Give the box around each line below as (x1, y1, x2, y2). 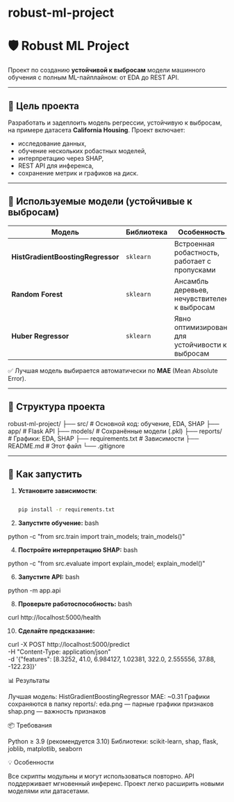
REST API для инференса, (17, 162, 94, 170)
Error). (8, 374, 26, 382)
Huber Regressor (11, 331, 69, 340)
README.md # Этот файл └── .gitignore (8, 441, 126, 450)
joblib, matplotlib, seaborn (8, 745, 83, 753)
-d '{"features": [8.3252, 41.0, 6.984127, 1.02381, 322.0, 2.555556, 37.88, (8, 655, 216, 663)
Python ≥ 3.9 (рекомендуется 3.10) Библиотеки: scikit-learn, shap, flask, (8, 737, 219, 746)
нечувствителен (174, 294, 229, 304)
